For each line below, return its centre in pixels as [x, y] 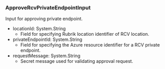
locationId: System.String [39, 29]
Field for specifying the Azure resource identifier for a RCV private [90, 45]
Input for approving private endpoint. [44, 19]
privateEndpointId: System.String [48, 39]
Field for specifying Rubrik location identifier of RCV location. [85, 34]
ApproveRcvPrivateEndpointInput [48, 8]
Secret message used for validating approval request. [77, 61]
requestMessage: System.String [46, 56]
